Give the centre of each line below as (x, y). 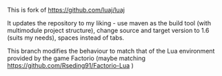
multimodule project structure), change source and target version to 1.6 (108, 30)
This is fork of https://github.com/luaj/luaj (66, 10)
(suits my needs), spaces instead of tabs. (66, 38)
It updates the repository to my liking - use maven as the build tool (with (109, 23)
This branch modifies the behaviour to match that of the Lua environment (111, 51)
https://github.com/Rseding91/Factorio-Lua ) (71, 65)
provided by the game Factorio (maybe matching (77, 58)
